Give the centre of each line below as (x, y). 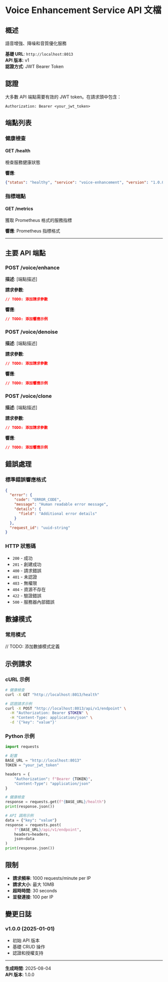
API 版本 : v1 (17, 60)
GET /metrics (19, 208)
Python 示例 (20, 736)
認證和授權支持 (28, 953)
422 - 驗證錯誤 (27, 595)
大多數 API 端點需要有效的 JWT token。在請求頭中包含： (63, 97)
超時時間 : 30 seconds (35, 890)
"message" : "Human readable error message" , (61, 505)
